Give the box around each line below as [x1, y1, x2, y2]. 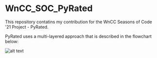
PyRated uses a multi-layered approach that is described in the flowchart [5, 33, 152, 39]
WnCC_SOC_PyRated [5, 3, 93, 14]
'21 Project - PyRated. [5, 24, 49, 29]
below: [5, 38, 19, 44]
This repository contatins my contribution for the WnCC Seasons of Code [5, 19, 152, 25]
